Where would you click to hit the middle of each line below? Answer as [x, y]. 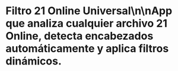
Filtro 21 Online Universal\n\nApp [89, 11]
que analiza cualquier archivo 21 [86, 23]
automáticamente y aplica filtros [87, 49]
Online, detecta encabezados [80, 36]
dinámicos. [34, 61]
